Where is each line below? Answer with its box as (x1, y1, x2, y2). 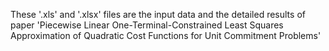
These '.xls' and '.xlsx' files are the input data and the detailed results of (10, 9, 306, 20)
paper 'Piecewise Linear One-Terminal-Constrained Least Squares (10, 19, 284, 31)
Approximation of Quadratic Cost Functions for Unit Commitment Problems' (10, 30, 322, 41)
